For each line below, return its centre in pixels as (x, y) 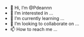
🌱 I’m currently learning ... (37, 18)
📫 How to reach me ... (34, 29)
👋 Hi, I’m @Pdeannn (31, 8)
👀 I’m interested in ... (32, 13)
